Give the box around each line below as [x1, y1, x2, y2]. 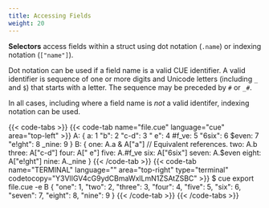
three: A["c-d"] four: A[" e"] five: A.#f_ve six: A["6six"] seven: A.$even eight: [8, 148, 262, 157]
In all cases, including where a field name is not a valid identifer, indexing [8, 98, 250, 108]
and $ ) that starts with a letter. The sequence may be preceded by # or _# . [8, 82, 252, 92]
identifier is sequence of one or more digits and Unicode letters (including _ [8, 74, 259, 84]
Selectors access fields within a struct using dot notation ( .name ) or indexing [8, 41, 262, 51]
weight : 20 [8, 19, 45, 27]
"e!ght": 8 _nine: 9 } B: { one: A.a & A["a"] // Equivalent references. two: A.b [8, 139, 258, 149]
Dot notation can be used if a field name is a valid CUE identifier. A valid [8, 65, 246, 75]
